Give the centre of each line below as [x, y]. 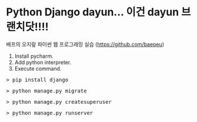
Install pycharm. [34, 56]
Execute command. [38, 68]
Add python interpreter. [43, 62]
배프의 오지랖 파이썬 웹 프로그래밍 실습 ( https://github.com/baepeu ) [85, 44]
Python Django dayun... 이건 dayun [93, 12]
